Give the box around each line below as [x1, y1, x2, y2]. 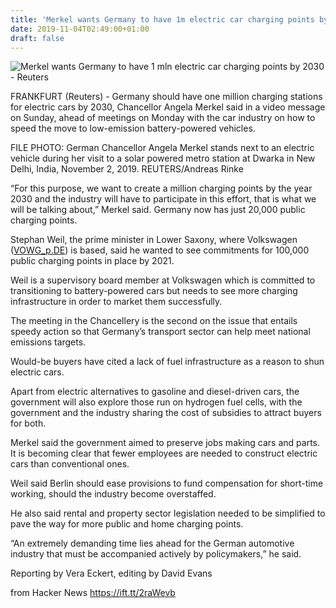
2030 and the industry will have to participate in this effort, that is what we [10, 193, 317, 205]
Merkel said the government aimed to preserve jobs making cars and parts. [10, 437, 321, 449]
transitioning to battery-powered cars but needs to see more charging [10, 285, 298, 297]
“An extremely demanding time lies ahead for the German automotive [10, 537, 295, 550]
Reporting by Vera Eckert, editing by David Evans [10, 567, 213, 580]
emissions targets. [10, 336, 87, 348]
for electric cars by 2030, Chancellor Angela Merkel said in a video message [10, 101, 326, 113]
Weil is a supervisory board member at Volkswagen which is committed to [10, 274, 316, 286]
